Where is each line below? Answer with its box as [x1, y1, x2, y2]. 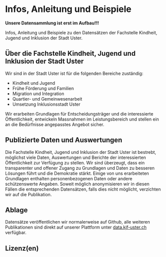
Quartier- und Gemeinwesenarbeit [12, 96, 83, 102]
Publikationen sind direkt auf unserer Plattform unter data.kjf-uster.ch [5, 224, 147, 230]
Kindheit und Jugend [12, 80, 55, 86]
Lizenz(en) [5, 244, 39, 253]
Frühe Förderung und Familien [12, 85, 74, 91]
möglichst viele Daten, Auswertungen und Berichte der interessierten [5, 154, 146, 160]
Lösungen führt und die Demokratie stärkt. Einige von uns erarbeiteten [5, 170, 150, 176]
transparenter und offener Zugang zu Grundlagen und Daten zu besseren [5, 165, 155, 171]
